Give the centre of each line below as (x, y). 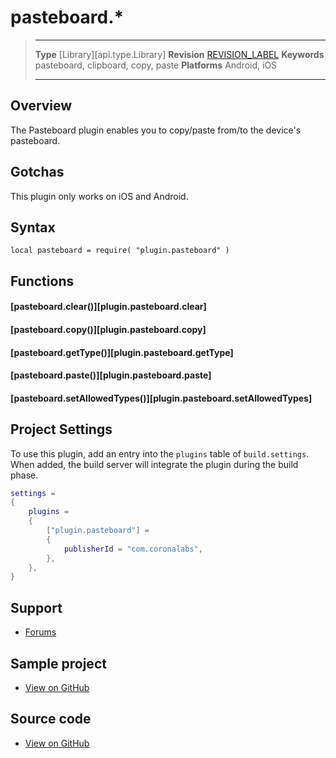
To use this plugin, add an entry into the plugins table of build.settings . (160, 453)
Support (36, 607)
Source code (51, 719)
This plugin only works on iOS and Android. (99, 196)
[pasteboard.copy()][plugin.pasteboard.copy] (108, 329)
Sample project (58, 663)
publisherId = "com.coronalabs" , (133, 549)
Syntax (33, 227)
